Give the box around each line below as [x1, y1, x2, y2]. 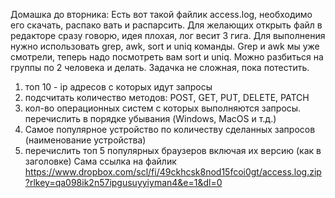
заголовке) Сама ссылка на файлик [24, 155, 177, 167]
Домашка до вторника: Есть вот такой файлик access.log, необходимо [10, 9, 313, 20]
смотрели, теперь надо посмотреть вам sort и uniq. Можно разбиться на [10, 51, 324, 63]
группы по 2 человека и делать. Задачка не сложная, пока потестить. [10, 62, 310, 73]
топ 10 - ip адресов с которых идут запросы [24, 81, 213, 93]
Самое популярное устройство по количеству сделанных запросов [24, 124, 316, 135]
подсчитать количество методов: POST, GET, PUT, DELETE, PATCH [24, 92, 310, 103]
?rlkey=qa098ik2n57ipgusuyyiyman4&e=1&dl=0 [24, 177, 223, 188]
